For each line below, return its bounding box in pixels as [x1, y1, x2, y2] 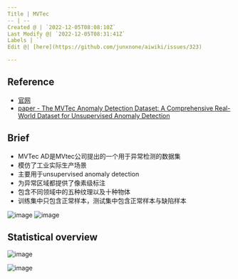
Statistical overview [7, 231, 98, 243]
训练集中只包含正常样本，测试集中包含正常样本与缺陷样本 [17, 196, 187, 205]
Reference [7, 76, 55, 88]
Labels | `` [7, 37, 43, 44]
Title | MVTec [7, 10, 50, 18]
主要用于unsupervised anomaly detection [17, 169, 140, 178]
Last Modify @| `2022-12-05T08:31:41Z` [7, 30, 126, 38]
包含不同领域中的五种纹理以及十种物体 [17, 187, 130, 196]
